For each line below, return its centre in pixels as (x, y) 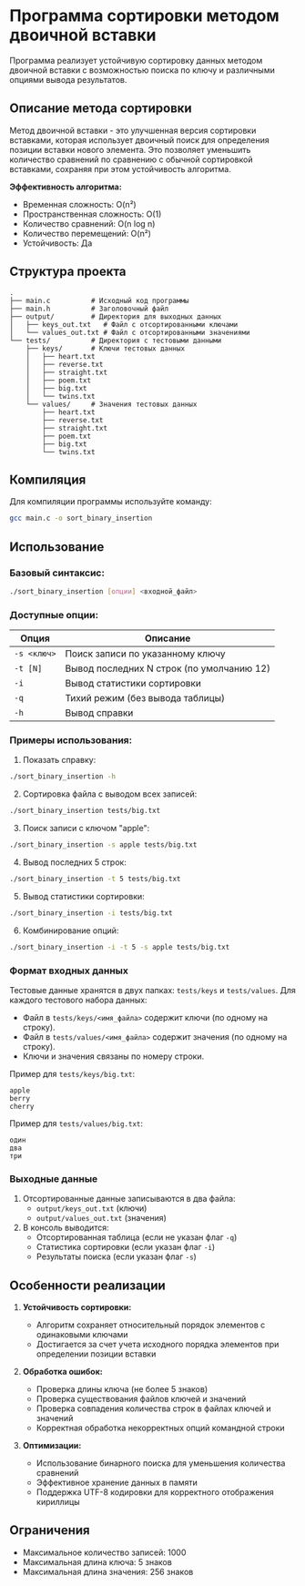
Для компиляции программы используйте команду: (111, 502)
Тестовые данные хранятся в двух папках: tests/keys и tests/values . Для (152, 990)
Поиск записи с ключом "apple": (86, 829)
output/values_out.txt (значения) (101, 1218)
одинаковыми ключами (82, 1335)
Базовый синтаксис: (57, 573)
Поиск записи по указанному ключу (145, 654)
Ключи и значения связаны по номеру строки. (113, 1056)
